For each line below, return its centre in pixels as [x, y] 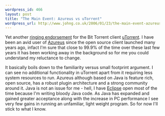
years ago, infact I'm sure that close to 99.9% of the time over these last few [82, 47]
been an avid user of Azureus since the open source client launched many [80, 43]
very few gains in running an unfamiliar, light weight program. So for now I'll [82, 104]
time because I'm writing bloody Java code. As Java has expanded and [77, 93]
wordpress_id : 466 [24, 10]
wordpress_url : [21, 23]
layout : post [18, 14]
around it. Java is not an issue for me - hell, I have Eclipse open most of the [81, 88]
